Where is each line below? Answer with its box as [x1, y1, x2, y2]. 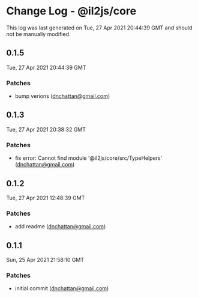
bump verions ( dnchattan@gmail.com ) [14, 93, 110, 100]
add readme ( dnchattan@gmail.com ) [14, 223, 106, 230]
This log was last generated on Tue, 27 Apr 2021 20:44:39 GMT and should [6, 24, 193, 31]
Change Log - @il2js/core [6, 4, 137, 18]
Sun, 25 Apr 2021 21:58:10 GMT [6, 257, 85, 264]
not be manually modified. [6, 30, 71, 37]
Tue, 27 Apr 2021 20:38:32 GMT [6, 126, 86, 133]
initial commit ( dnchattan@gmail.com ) [14, 285, 109, 292]
